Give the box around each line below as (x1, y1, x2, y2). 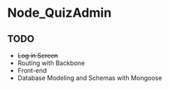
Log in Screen (17, 51, 58, 60)
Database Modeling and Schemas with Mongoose (17, 74, 163, 82)
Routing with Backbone (17, 59, 85, 67)
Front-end (17, 67, 47, 74)
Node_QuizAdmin (7, 5, 112, 21)
